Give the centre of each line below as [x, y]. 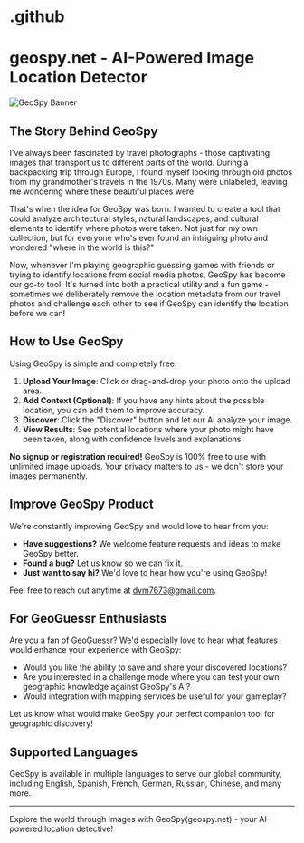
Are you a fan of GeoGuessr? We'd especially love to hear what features [144, 640]
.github [37, 17]
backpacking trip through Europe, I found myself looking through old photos [151, 172]
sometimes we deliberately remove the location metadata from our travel [145, 294]
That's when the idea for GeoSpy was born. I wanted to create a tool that [145, 208]
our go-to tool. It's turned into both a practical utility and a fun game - [139, 284]
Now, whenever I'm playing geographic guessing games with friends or [142, 265]
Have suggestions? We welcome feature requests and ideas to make [152, 543]
